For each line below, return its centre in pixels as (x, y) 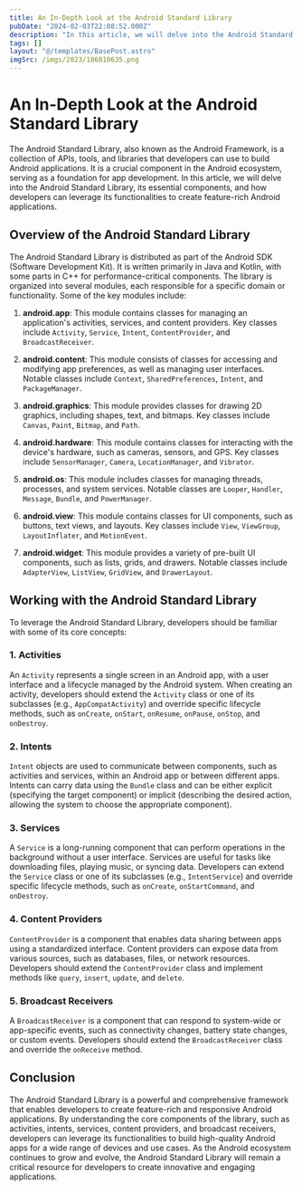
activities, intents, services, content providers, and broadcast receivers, (143, 1129)
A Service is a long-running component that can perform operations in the (147, 848)
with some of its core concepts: (68, 632)
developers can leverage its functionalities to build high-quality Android (142, 1138)
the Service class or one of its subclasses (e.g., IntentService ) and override (151, 877)
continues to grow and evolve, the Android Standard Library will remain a (145, 1157)
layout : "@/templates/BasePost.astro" (82, 52)
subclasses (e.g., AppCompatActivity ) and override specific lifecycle (135, 703)
